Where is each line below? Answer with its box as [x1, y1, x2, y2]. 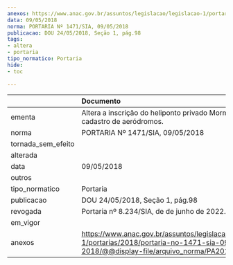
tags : [7, 36, 23, 43]
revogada [10, 207, 42, 217]
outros [10, 173, 33, 183]
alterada [10, 150, 38, 160]
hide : [7, 62, 23, 68]
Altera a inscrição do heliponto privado [81, 108, 208, 118]
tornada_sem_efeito [10, 139, 75, 149]
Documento [81, 96, 121, 106]
